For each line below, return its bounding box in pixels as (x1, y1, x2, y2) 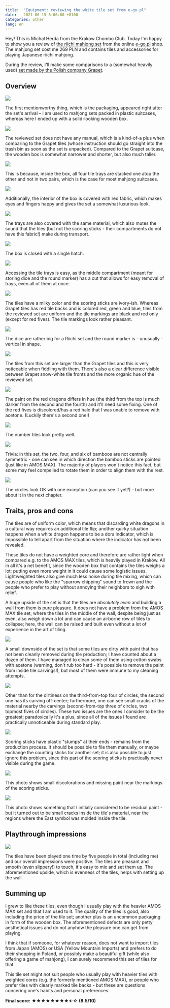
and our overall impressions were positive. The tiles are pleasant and (5, 858, 149, 865)
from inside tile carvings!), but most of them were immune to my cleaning (5, 667, 158, 673)
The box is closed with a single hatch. (5, 250, 84, 257)
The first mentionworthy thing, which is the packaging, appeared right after (5, 105, 162, 111)
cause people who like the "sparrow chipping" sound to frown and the (5, 578, 152, 585)
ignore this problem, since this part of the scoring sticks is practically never (5, 755, 163, 761)
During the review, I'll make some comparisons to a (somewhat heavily (5, 62, 153, 68)
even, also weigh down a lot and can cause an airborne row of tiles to (5, 615, 151, 621)
